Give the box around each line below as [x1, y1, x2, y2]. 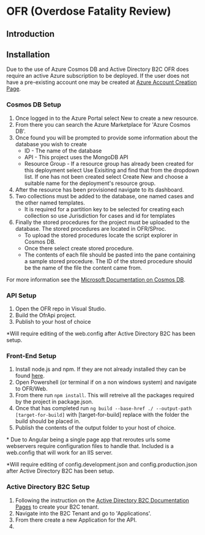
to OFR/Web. [15, 385, 48, 392]
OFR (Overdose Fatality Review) [6, 4, 171, 18]
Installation [6, 49, 50, 59]
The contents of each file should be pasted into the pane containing [24, 251, 196, 258]
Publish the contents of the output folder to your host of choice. [15, 424, 176, 432]
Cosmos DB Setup [6, 100, 61, 109]
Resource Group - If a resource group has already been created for [24, 160, 194, 167]
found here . [15, 372, 45, 380]
